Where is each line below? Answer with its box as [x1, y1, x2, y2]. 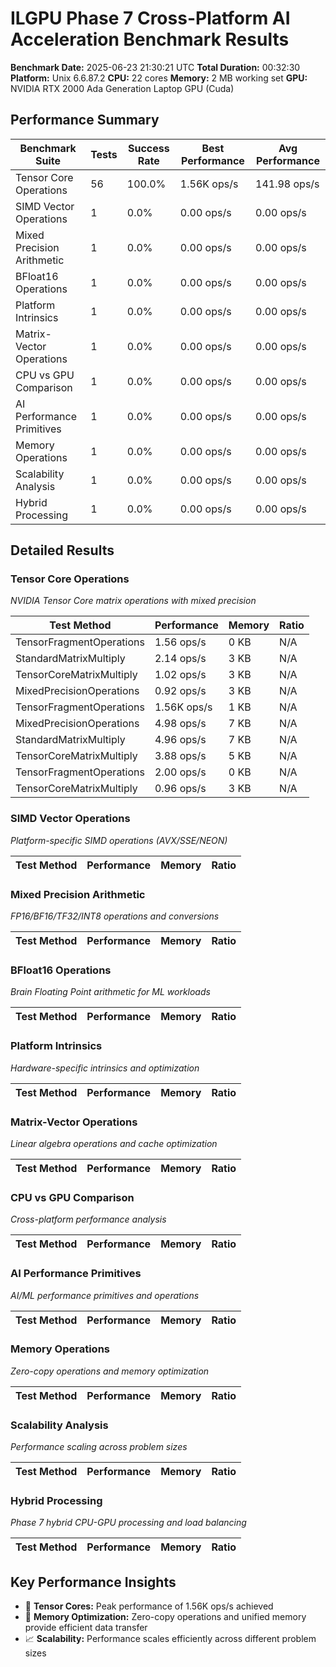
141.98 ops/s [255, 177, 320, 191]
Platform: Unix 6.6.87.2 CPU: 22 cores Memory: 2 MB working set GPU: [10, 72, 308, 84]
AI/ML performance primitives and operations [10, 1289, 200, 1301]
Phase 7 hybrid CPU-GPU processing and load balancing [10, 1517, 247, 1529]
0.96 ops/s [154, 782, 207, 796]
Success [127, 141, 170, 155]
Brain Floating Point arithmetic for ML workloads [10, 986, 211, 998]
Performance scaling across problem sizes [10, 1441, 188, 1453]
